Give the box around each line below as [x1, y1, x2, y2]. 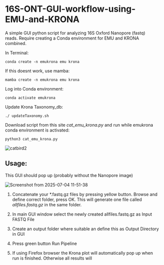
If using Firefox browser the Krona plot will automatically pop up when [12, 250, 153, 256]
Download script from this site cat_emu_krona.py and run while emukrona [5, 122, 153, 128]
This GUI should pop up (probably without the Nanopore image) [5, 172, 133, 178]
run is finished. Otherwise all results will [12, 255, 92, 261]
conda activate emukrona [5, 95, 56, 100]
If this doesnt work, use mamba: [5, 67, 70, 74]
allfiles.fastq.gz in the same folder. [12, 201, 82, 207]
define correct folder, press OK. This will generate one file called [12, 197, 143, 202]
